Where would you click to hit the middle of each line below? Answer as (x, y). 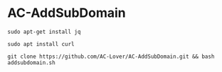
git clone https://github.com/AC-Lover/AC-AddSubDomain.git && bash (111, 56)
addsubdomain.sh (31, 62)
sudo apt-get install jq (44, 32)
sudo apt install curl (41, 44)
